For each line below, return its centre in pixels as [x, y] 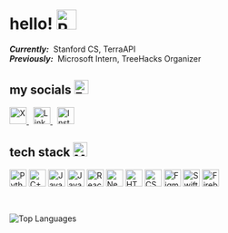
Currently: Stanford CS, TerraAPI [73, 49]
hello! [31, 24]
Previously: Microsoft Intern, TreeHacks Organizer [105, 58]
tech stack [40, 153]
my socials [40, 90]
